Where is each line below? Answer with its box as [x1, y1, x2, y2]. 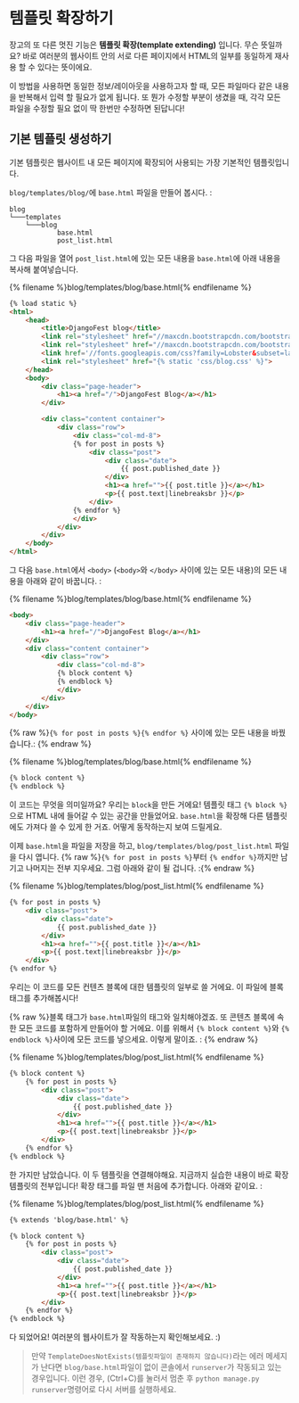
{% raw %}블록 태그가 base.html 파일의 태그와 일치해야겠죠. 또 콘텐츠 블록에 [9, 1011, 276, 1022]
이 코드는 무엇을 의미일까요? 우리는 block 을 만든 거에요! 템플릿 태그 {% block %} [9, 799, 287, 810]
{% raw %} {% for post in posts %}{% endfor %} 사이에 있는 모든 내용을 [9, 728, 270, 739]
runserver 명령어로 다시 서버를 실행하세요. [30, 1384, 177, 1395]
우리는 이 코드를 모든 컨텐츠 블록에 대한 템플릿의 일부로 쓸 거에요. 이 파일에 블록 [9, 982, 285, 992]
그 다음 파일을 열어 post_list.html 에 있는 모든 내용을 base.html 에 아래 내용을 [9, 252, 281, 263]
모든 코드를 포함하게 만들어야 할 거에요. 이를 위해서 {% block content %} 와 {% [18, 1023, 289, 1033]
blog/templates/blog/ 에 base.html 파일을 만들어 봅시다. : [9, 186, 213, 197]
